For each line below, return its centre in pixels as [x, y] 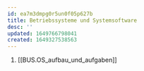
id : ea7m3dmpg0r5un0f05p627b [50, 14]
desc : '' [20, 27]
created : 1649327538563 [42, 40]
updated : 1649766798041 [42, 33]
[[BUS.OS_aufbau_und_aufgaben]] [67, 60]
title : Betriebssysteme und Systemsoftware [72, 20]
